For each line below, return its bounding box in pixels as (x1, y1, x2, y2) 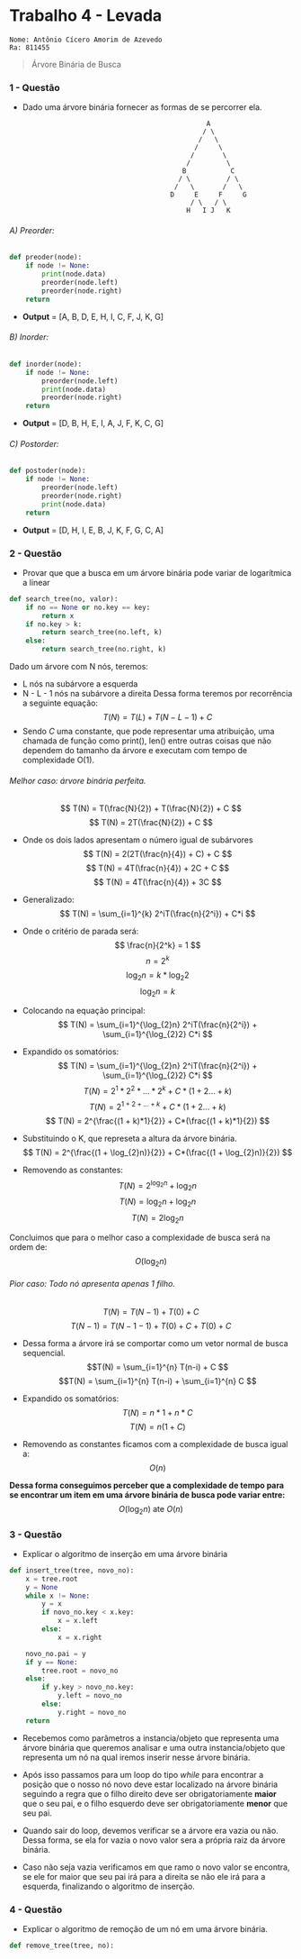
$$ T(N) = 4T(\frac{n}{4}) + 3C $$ (93, 877, 222, 888)
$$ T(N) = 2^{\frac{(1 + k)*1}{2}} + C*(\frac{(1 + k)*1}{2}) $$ (45, 1115, 270, 1126)
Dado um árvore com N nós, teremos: (9, 661, 148, 672)
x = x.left (57, 1617, 99, 1626)
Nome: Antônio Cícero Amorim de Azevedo (9, 35, 164, 44)
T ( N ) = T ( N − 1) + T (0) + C (102, 1306, 199, 1317)
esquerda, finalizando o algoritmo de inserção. (22, 1881, 195, 1891)
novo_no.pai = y (25, 1649, 87, 1658)
